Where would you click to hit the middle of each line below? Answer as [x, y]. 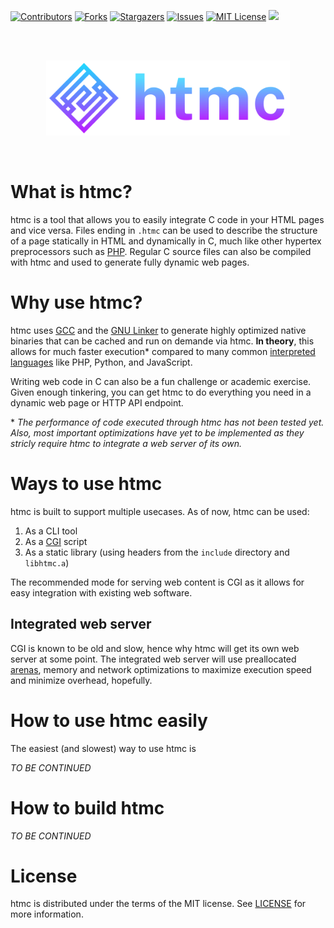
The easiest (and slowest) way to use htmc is [103, 748]
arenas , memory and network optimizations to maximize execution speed [161, 669]
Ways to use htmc [86, 484]
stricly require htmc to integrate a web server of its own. [126, 443]
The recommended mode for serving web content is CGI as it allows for [157, 582]
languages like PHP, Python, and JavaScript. [101, 362]
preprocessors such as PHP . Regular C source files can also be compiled [161, 251]
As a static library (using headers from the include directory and [157, 552]
